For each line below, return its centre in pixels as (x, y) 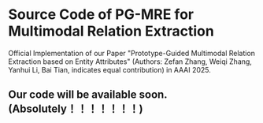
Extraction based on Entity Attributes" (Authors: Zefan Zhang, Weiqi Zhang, (130, 61)
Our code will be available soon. (88, 95)
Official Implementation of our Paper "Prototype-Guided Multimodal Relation (132, 53)
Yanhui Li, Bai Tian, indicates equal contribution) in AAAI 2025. (109, 69)
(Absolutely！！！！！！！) (76, 109)
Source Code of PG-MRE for (101, 15)
